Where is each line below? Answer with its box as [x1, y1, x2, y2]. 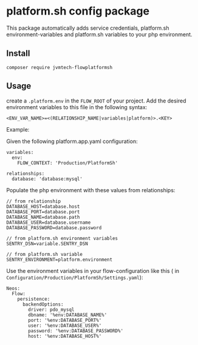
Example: [6, 126, 30, 133]
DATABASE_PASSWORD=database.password [6, 224, 102, 231]
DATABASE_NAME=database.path [6, 214, 80, 220]
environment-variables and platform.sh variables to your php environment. [6, 30, 193, 38]
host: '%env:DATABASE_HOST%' [28, 333, 102, 339]
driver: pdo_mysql [28, 306, 75, 313]
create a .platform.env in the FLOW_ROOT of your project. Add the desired [6, 97, 186, 104]
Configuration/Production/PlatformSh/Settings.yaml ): [6, 273, 143, 281]
